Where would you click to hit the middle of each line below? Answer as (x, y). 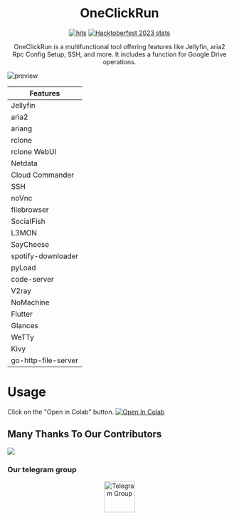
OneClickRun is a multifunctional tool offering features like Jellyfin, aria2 (119, 46)
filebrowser (30, 210)
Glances (25, 325)
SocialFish (28, 221)
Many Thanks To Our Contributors (85, 434)
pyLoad (24, 267)
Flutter (22, 314)
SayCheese (30, 244)
